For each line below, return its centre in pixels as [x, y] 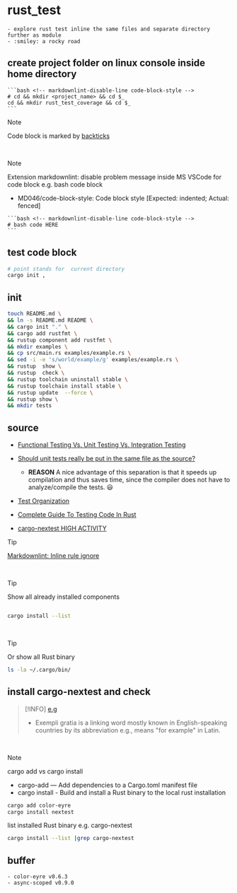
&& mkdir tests [30, 406]
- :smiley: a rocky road [44, 41]
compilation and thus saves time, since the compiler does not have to [129, 480]
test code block [42, 253]
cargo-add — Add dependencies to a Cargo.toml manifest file [108, 785]
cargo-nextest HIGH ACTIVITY [62, 528]
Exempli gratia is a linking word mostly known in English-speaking [131, 723]
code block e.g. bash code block [55, 184]
